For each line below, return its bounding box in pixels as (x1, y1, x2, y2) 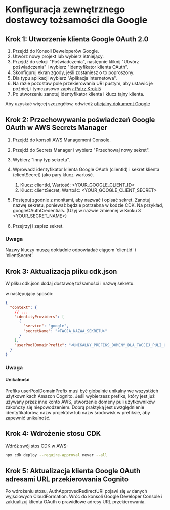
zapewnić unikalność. (5, 415, 51, 421)
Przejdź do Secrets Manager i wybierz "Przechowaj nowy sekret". (12, 147, 150, 153)
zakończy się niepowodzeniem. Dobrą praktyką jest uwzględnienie (5, 404, 145, 410)
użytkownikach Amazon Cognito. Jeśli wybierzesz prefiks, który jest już (5, 393, 155, 399)
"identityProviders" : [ (14, 314, 65, 319)
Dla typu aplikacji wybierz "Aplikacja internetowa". (12, 75, 117, 81)
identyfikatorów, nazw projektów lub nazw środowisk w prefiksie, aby (5, 409, 150, 415)
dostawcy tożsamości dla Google (5, 14, 148, 26)
